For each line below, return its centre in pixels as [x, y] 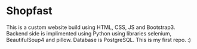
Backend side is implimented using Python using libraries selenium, [89, 33]
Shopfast [29, 11]
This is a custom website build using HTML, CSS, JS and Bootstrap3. [91, 27]
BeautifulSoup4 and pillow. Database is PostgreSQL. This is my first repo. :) [98, 40]
